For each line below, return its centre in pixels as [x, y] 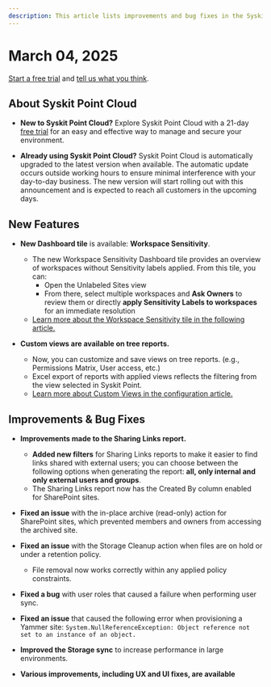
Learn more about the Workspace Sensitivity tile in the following [138, 319]
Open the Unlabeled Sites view [95, 285]
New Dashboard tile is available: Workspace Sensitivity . [115, 244]
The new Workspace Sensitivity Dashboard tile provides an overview [146, 259]
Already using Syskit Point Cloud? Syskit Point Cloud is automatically [136, 156]
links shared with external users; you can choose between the [135, 463]
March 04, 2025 [63, 55]
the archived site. [49, 530]
